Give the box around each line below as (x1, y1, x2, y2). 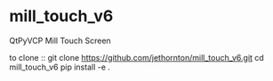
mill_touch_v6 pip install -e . (9, 62, 111, 72)
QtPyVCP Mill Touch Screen (9, 35, 111, 46)
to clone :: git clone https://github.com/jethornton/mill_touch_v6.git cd (9, 52, 264, 63)
